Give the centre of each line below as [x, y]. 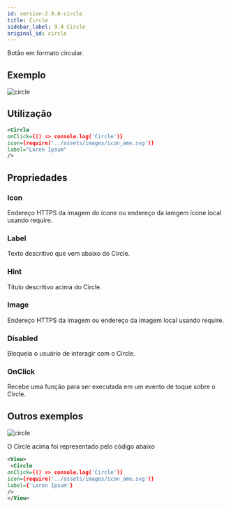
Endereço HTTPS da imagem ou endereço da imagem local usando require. [116, 320]
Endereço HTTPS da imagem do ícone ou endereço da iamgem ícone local [114, 212]
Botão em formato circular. [45, 53]
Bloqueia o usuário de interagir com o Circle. [71, 354]
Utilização [30, 114]
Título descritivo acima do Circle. [55, 286]
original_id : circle [37, 33]
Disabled [23, 338]
